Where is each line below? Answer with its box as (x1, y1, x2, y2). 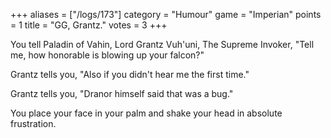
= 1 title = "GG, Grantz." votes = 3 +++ (10, 19, 168, 31)
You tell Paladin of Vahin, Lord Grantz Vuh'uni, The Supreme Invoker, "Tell (10, 39, 315, 50)
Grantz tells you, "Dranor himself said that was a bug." (10, 88, 234, 99)
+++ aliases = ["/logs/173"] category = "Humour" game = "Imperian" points (10, 9, 322, 20)
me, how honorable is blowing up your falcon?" (10, 49, 205, 61)
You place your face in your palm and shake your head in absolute (10, 107, 283, 119)
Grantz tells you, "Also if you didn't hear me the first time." (10, 69, 250, 80)
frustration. (10, 118, 57, 129)
